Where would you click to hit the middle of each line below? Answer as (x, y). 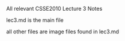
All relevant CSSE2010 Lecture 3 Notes (54, 9)
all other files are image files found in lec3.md (62, 31)
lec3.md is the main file (35, 20)
